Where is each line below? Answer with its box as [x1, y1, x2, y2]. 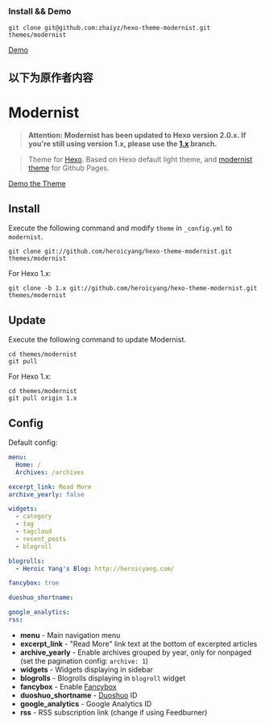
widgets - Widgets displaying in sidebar [19, 664, 153, 674]
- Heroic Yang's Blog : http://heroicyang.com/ [15, 564, 175, 572]
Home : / [15, 460, 42, 469]
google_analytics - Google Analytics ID [19, 698, 152, 708]
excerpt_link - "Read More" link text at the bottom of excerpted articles [19, 639, 258, 648]
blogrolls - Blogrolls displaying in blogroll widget [19, 673, 186, 683]
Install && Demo [8, 6, 72, 17]
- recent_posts [15, 534, 67, 543]
